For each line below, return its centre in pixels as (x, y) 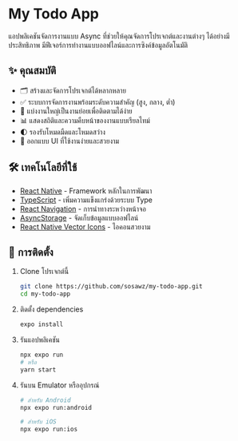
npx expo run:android (56, 407)
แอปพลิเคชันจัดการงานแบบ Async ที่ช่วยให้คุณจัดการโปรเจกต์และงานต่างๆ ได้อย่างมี (119, 36)
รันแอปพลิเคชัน (40, 340)
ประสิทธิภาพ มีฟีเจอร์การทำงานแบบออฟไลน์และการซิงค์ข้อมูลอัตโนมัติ (98, 45)
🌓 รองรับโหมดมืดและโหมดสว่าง (63, 132)
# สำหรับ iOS (38, 422)
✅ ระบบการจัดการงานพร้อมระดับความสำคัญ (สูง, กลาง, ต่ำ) (97, 101)
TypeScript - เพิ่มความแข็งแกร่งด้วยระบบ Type (86, 200)
